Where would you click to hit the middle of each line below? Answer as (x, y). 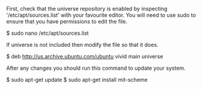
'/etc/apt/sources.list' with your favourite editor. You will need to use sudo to (101, 15)
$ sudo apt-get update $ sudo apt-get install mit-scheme (77, 80)
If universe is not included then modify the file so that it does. (82, 45)
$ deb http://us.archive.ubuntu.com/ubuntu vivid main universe (85, 56)
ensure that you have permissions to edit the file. (67, 21)
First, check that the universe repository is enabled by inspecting (87, 9)
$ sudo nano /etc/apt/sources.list (48, 33)
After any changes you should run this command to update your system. (96, 68)
